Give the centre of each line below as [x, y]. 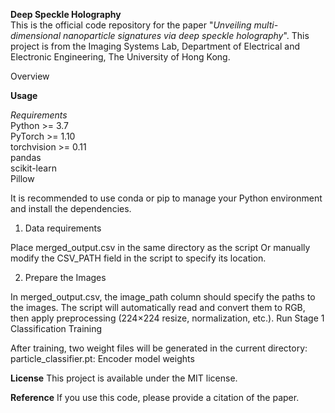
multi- [266, 25]
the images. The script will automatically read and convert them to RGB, [158, 307]
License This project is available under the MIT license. [124, 378]
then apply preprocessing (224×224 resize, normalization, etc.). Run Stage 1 [167, 318]
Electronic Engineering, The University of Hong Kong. [120, 57]
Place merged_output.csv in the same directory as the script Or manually [160, 247]
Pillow [22, 178]
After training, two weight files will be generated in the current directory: [159, 348]
